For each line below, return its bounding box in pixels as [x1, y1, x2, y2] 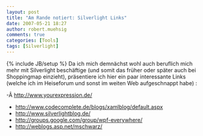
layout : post [6, 9, 40, 15]
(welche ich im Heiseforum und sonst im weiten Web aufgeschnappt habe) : [6, 79, 197, 86]
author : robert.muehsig [6, 26, 67, 32]
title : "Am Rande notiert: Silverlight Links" [6, 15, 127, 21]
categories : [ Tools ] [6, 37, 59, 43]
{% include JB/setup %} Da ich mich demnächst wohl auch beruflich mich [6, 59, 193, 67]
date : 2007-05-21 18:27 [6, 20, 67, 26]
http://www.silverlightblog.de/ [15, 110, 90, 117]
